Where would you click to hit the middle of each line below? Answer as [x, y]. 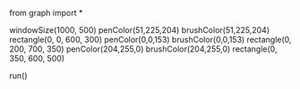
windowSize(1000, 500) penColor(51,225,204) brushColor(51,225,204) [140, 30]
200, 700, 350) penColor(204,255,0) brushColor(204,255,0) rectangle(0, [143, 49]
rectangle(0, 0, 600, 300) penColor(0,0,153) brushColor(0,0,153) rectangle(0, [150, 40]
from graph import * [46, 13]
